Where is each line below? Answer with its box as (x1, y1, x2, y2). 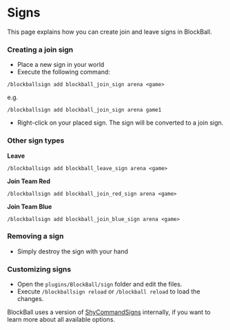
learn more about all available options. (7, 316, 116, 324)
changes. (17, 295, 44, 303)
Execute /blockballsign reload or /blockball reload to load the (17, 287, 201, 296)
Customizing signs (7, 264, 72, 274)
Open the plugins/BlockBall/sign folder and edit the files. (17, 280, 182, 289)
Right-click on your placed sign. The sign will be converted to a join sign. (17, 118, 224, 127)
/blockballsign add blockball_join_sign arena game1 (7, 107, 162, 114)
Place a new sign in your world (17, 61, 105, 69)
